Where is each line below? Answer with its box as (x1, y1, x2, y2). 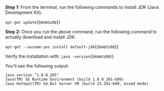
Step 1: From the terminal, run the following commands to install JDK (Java (5, 4, 159, 10)
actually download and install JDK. (5, 34, 76, 40)
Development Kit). (5, 9, 42, 15)
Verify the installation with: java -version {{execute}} (5, 53, 114, 59)
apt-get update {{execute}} (5, 19, 61, 25)
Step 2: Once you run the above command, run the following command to (5, 29, 157, 34)
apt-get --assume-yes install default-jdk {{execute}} (5, 44, 119, 49)
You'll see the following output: (5, 63, 69, 69)
